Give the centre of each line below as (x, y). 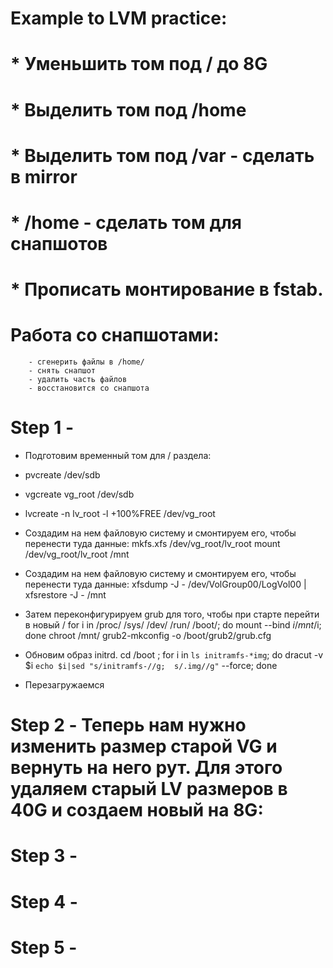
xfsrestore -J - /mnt (65, 595)
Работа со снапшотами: (115, 335)
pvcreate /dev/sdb (62, 475)
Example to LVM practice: (119, 18)
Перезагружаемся (64, 685)
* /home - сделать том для (126, 222)
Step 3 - (44, 856)
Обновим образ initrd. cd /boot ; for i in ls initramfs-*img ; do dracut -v (174, 655)
